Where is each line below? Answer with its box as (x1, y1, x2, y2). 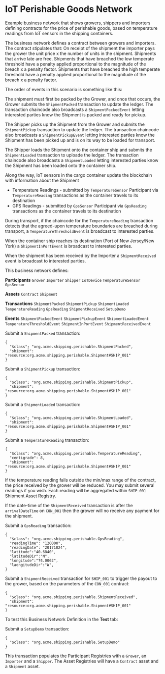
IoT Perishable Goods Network (5, 3, 132, 15)
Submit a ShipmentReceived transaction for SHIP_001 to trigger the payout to (5, 575, 158, 581)
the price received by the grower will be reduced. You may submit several (5, 482, 155, 488)
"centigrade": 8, (9, 455, 45, 460)
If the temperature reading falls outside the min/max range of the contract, (5, 477, 156, 483)
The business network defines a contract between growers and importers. (5, 40, 156, 46)
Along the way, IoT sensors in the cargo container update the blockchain (5, 172, 152, 178)
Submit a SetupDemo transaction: (5, 625, 70, 632)
